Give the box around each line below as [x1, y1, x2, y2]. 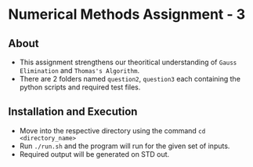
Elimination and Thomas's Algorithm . [19, 66, 140, 75]
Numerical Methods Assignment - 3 [8, 5, 246, 24]
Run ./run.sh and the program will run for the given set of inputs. [19, 141, 230, 151]
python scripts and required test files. [19, 82, 141, 92]
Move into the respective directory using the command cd [19, 125, 206, 135]
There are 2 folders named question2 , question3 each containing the [19, 74, 241, 83]
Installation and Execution [8, 105, 138, 118]
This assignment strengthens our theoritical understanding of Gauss [19, 57, 237, 67]
